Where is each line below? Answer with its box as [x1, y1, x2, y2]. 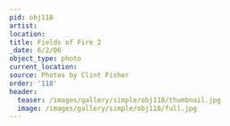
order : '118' [9, 79, 58, 88]
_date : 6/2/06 [9, 46, 62, 55]
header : [9, 87, 38, 96]
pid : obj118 [9, 12, 53, 22]
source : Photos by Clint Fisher [9, 71, 129, 80]
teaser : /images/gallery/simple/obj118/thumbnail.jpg [17, 95, 221, 105]
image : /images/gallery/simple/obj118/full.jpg [17, 104, 198, 113]
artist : [9, 21, 38, 30]
